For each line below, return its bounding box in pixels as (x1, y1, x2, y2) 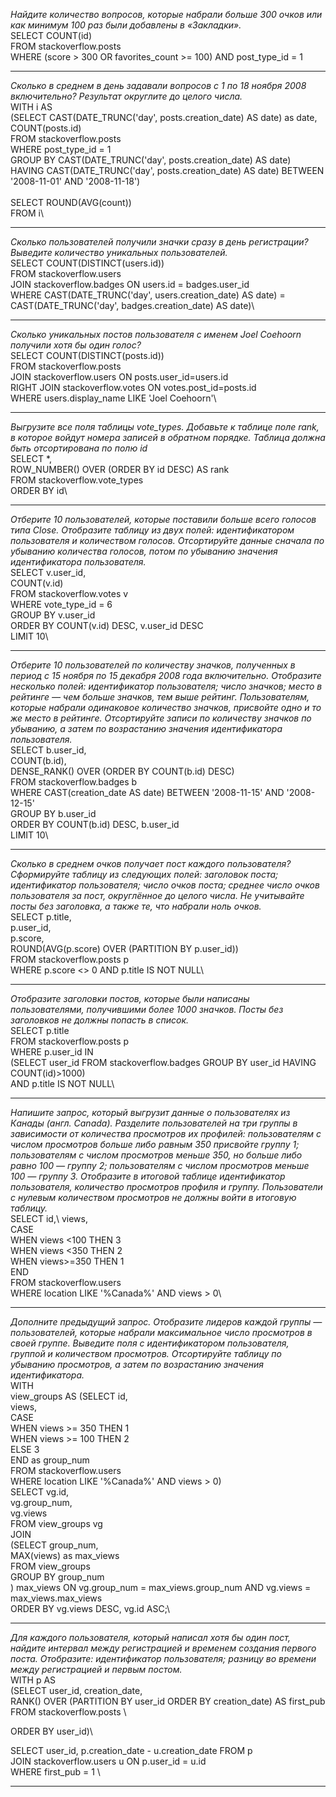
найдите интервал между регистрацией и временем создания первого (10, 1642, 317, 1654)
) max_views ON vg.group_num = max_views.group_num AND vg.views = (10, 1582, 312, 1593)
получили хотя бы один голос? (10, 339, 142, 351)
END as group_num (10, 1454, 90, 1466)
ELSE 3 (10, 1444, 40, 1455)
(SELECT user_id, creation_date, (10, 1685, 143, 1696)
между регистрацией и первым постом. (10, 1664, 183, 1675)
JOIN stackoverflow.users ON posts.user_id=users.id (10, 371, 229, 383)
